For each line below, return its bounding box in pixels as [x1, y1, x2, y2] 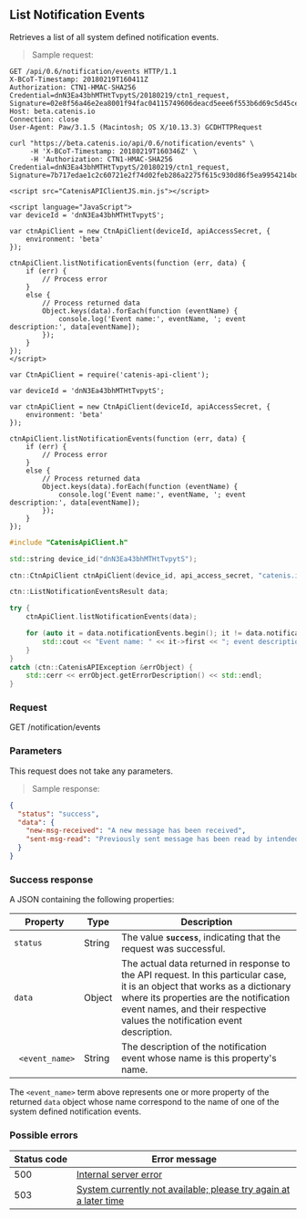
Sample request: [31, 49, 94, 60]
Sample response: [31, 783, 100, 794]
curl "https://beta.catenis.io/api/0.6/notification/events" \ [9, 139, 255, 148]
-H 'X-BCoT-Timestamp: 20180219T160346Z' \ [29, 146, 198, 156]
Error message [151, 1152, 217, 1165]
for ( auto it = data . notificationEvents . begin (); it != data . [25, 629, 267, 638]
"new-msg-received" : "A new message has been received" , [25, 826, 247, 836]
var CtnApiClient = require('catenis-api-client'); [9, 370, 209, 380]
